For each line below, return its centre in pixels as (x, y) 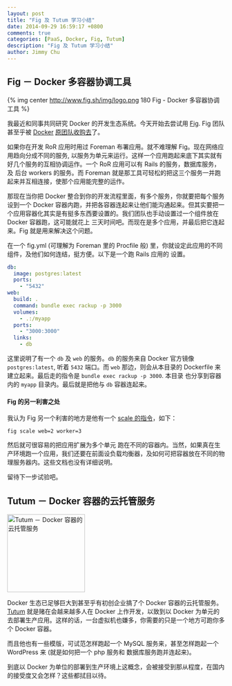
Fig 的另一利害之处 (34, 401)
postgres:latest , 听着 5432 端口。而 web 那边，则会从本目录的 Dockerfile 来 (114, 367)
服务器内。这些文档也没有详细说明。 (64, 462)
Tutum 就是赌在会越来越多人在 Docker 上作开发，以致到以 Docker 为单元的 (113, 612)
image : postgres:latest (47, 273)
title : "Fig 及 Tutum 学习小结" (51, 20)
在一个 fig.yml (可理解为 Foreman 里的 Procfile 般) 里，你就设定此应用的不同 (115, 245)
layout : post (26, 13)
